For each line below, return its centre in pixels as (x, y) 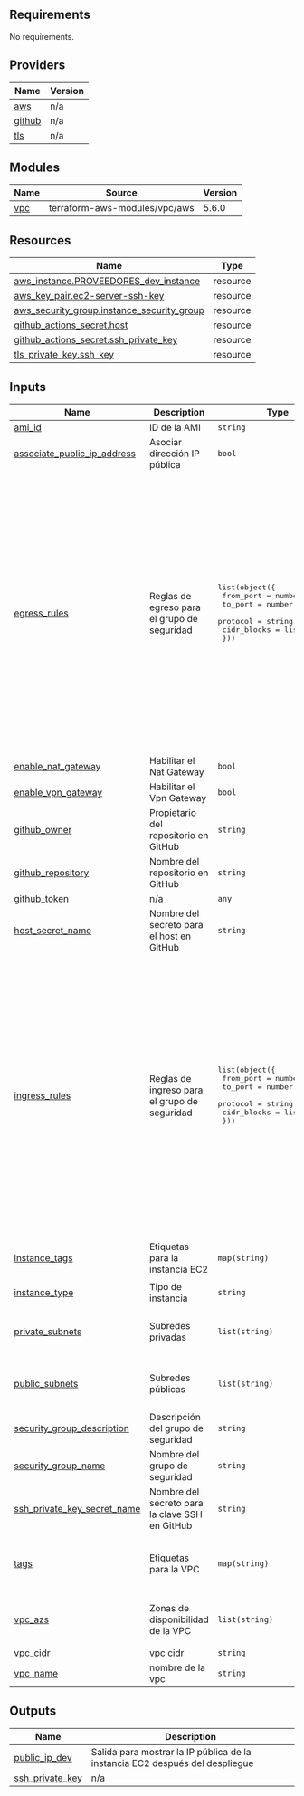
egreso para (175, 607)
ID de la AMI (175, 427)
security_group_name (60, 1466)
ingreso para (176, 1090)
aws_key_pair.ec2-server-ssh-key (89, 296)
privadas (168, 1337)
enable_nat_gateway (57, 767)
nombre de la (177, 1667)
